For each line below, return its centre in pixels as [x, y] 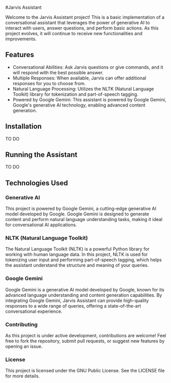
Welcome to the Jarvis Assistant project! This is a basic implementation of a [85, 17]
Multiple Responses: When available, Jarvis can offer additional [79, 78]
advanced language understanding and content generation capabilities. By [84, 295]
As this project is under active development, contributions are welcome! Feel [86, 336]
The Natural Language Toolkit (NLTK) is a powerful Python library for [77, 249]
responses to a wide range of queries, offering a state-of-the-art [73, 306]
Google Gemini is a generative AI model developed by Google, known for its [85, 289]
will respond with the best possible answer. [58, 72]
